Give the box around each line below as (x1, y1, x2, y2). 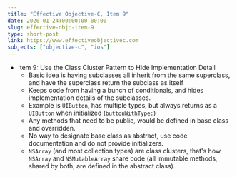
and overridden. (28, 124, 76, 132)
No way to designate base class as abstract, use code (28, 131, 188, 140)
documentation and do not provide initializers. (28, 139, 164, 147)
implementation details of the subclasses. (28, 93, 151, 102)
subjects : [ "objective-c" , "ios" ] (7, 44, 111, 51)
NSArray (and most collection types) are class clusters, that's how (28, 147, 221, 155)
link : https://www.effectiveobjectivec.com (7, 37, 139, 44)
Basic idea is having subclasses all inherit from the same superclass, (28, 71, 231, 79)
